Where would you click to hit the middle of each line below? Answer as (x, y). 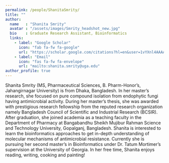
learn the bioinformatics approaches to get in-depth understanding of (77, 133)
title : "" (16, 15)
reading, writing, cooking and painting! (45, 155)
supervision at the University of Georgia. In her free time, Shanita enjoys (80, 150)
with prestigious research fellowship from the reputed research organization (84, 107)
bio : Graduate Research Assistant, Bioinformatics (68, 33)
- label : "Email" (32, 57)
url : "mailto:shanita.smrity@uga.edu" (59, 66)
